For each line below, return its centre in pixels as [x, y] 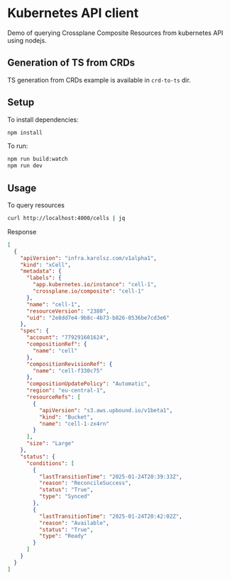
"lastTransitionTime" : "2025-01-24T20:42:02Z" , [110, 516]
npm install [25, 132]
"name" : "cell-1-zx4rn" [74, 424]
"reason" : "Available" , [74, 523]
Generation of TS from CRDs [71, 63]
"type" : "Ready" [63, 536]
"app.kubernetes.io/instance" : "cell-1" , [95, 285]
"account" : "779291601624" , [68, 338]
